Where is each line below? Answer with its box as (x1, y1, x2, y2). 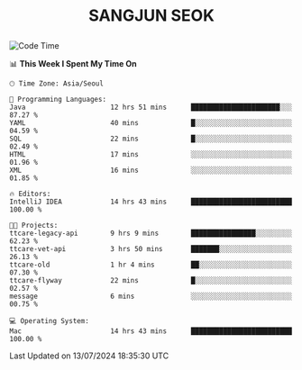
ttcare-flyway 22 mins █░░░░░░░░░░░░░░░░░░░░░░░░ (9, 276, 293, 285)
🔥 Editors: (9, 190, 51, 199)
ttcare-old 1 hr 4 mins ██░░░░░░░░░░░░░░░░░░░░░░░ (9, 260, 293, 270)
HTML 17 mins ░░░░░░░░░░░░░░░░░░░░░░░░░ (9, 150, 293, 159)
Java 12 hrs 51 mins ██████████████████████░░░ (9, 103, 293, 113)
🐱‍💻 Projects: (9, 221, 59, 230)
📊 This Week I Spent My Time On (9, 59, 137, 69)
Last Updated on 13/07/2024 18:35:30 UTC (9, 350, 169, 361)
